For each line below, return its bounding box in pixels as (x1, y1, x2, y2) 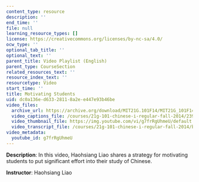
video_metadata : (6, 129, 46, 136)
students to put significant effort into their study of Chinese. (6, 157, 152, 164)
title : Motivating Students (6, 91, 76, 97)
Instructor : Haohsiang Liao (6, 169, 72, 176)
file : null (6, 25, 33, 31)
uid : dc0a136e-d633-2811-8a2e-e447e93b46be (6, 96, 115, 102)
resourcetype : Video (6, 80, 57, 86)
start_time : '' (6, 86, 44, 92)
